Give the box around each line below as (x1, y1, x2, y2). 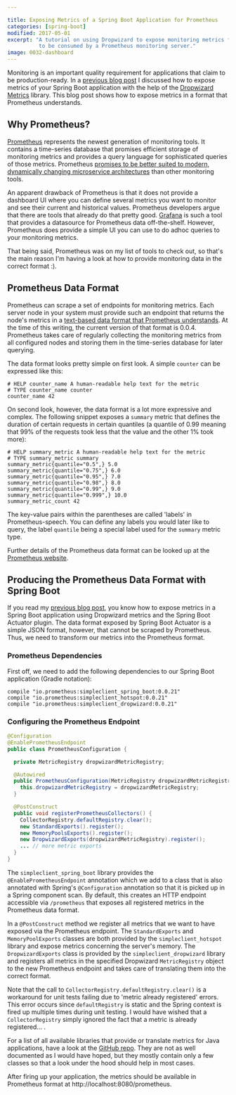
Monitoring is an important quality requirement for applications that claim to (7, 68, 226, 77)
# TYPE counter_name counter (7, 386, 93, 394)
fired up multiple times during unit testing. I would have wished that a (7, 1007, 207, 1016)
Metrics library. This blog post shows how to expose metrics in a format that (7, 91, 228, 99)
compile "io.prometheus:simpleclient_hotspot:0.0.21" (7, 694, 169, 701)
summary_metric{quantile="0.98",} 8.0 (7, 479, 121, 486)
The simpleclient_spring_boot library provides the (7, 868, 155, 876)
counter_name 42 (7, 392, 55, 399)
